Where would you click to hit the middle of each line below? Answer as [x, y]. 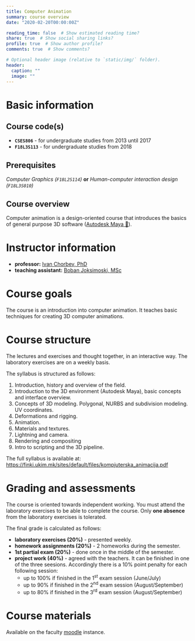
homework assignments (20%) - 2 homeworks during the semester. [97, 546]
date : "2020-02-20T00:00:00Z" [43, 22]
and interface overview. [43, 397]
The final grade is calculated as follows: [54, 528]
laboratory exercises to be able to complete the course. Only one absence [95, 511]
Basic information [50, 105]
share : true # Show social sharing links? [60, 39]
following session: [36, 570]
